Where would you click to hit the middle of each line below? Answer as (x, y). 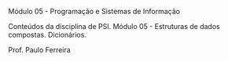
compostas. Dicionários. (47, 35)
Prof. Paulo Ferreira (39, 50)
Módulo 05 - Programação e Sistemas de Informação (94, 11)
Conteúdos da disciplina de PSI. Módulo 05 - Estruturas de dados (114, 26)
